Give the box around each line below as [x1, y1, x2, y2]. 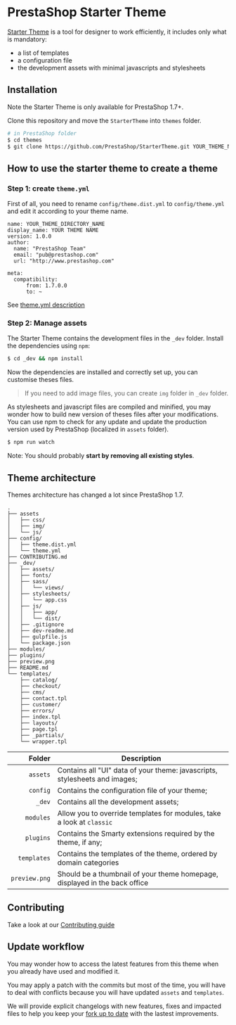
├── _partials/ [20, 732, 65, 739]
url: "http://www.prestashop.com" [13, 257, 114, 265]
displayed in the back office [57, 877, 149, 887]
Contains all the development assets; [57, 796, 179, 806]
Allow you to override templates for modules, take [57, 808, 221, 818]
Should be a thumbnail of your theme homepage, [57, 869, 219, 879]
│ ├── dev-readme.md [7, 627, 74, 634]
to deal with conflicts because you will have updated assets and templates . [7, 988, 225, 996]
